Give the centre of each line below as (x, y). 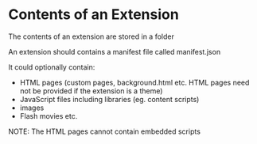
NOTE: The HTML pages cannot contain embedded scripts (105, 131)
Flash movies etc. (49, 116)
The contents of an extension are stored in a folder (92, 36)
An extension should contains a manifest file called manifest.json (115, 51)
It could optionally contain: (52, 67)
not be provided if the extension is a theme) (91, 91)
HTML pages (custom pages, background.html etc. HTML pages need (134, 82)
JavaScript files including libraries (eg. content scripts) (109, 99)
